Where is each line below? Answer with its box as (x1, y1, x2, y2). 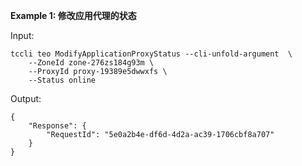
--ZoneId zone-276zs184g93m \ (28, 58, 155, 68)
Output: (10, 93, 42, 104)
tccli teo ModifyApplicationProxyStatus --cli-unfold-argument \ (10, 49, 293, 59)
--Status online (28, 75, 97, 85)
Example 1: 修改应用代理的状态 (10, 10, 137, 21)
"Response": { (28, 121, 87, 131)
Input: (10, 30, 35, 41)
